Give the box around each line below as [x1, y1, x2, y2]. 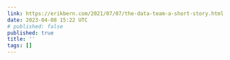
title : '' [7, 36, 36, 43]
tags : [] [7, 42, 32, 49]
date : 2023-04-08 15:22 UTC [7, 17, 88, 23]
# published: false [7, 23, 64, 30]
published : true [7, 29, 54, 37]
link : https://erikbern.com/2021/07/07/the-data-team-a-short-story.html [7, 10, 224, 17]
